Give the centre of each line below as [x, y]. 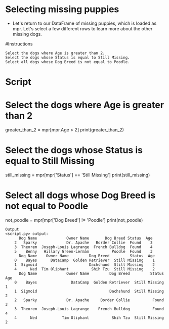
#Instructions [19, 43]
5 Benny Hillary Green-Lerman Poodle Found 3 [83, 251]
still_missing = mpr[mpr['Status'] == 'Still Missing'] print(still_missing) [78, 175]
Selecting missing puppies [62, 9]
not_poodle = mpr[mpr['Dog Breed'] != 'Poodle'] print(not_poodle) [74, 220]
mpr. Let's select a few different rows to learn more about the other [82, 28]
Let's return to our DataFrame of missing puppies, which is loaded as [85, 23]
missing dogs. [27, 34]
